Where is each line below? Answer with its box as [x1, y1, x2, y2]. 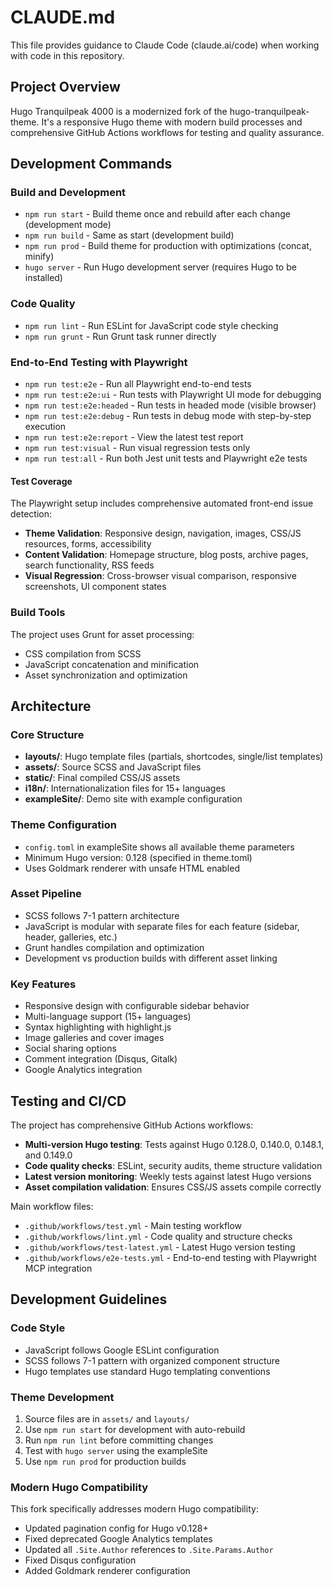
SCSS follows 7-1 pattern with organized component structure [24, 1354, 281, 1366]
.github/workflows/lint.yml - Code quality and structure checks [24, 1230, 293, 1242]
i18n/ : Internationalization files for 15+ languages [24, 782, 226, 795]
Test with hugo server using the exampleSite [24, 1444, 208, 1456]
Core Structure [10, 727, 85, 741]
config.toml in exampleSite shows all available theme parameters [24, 841, 295, 853]
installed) [24, 272, 63, 284]
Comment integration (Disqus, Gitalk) [24, 1053, 178, 1065]
